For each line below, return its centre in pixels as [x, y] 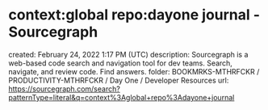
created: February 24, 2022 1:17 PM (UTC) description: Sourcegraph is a [128, 54]
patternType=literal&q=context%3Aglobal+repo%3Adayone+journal [121, 97]
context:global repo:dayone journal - [134, 15]
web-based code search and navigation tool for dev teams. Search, [120, 63]
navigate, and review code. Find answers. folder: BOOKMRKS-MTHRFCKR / [134, 71]
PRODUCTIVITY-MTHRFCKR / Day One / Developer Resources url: [119, 80]
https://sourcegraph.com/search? [65, 89]
